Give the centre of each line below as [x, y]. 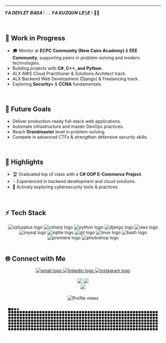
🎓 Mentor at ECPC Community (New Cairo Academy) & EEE [75, 51]
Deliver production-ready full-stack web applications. [67, 121]
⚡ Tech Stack [26, 213]
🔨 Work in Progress [35, 38]
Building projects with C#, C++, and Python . [57, 68]
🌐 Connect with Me [35, 258]
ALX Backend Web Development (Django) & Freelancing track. [76, 79]
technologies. [26, 63]
